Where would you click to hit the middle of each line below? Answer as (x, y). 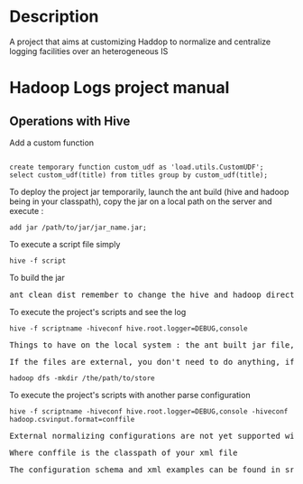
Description (54, 17)
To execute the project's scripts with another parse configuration (130, 395)
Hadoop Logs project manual (119, 88)
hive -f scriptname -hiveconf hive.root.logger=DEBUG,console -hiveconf (149, 411)
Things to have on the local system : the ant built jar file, (152, 344)
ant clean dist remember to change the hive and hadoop (135, 294)
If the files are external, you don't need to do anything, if (152, 362)
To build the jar (37, 277)
